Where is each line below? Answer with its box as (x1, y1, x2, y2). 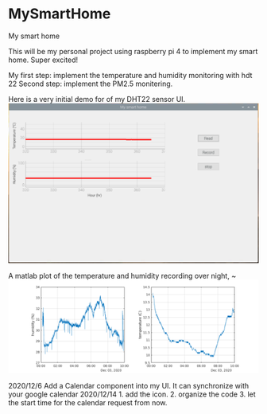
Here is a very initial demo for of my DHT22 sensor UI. (8, 94, 186, 103)
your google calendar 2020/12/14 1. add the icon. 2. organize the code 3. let (8, 389, 256, 399)
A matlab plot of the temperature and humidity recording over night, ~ (8, 271, 237, 281)
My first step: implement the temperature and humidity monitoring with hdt (8, 70, 253, 80)
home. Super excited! (8, 55, 79, 64)
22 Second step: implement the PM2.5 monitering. (8, 79, 173, 88)
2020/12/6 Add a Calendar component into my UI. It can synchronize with (8, 381, 249, 391)
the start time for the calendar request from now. (8, 398, 168, 408)
